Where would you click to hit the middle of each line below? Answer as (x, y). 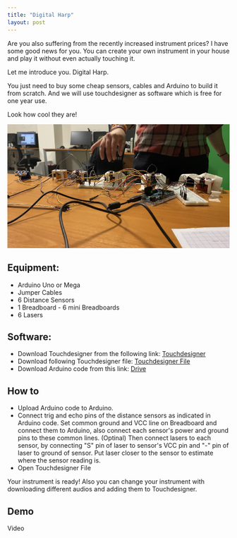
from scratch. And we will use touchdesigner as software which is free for (115, 93)
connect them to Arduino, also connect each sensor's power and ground (123, 431)
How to (23, 391)
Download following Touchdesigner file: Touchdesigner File (104, 361)
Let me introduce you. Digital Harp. (58, 72)
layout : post (26, 22)
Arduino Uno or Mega (49, 285)
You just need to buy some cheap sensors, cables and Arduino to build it (113, 85)
